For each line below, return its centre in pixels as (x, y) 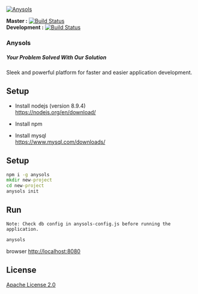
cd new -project (25, 186)
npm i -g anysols (28, 174)
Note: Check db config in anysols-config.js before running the (88, 224)
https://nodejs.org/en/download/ (55, 112)
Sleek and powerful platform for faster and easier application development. (99, 72)
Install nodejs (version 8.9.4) (50, 106)
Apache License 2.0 (31, 284)
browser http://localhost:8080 (43, 251)
